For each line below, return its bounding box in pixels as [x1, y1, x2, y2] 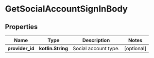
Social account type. [72, 45, 120, 52]
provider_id [7, 45, 35, 52]
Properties [5, 23, 38, 31]
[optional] [124, 45, 147, 52]
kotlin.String [39, 45, 68, 52]
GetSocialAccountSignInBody [5, 3, 128, 14]
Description [82, 37, 110, 43]
